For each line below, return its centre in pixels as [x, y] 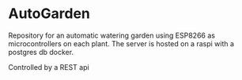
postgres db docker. [41, 52]
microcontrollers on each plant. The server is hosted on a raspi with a [121, 43]
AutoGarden [49, 14]
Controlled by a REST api [49, 67]
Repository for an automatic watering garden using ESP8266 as [112, 35]
